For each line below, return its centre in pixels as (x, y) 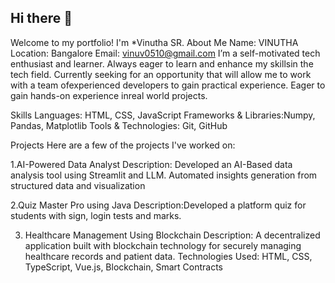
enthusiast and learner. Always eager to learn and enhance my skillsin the (162, 63)
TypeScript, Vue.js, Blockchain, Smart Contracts (123, 267)
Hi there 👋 (41, 18)
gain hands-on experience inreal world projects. (109, 95)
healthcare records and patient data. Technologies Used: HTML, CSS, (168, 256)
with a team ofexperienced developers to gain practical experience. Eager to (168, 85)
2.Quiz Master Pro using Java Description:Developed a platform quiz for (158, 205)
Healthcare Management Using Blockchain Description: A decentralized (172, 235)
